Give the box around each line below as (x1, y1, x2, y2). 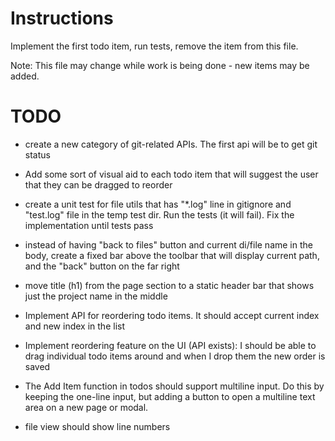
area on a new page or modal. (24, 401, 149, 413)
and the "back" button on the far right (24, 260, 180, 272)
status (24, 148, 51, 161)
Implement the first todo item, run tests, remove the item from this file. (10, 40, 299, 52)
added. (10, 70, 40, 82)
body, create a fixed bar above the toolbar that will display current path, (24, 249, 320, 261)
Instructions (10, 7, 114, 30)
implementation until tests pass (24, 219, 154, 231)
